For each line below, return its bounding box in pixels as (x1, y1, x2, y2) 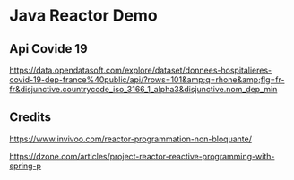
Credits (9, 109, 52, 125)
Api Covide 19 (9, 41, 88, 56)
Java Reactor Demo (9, 5, 159, 26)
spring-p (9, 160, 42, 171)
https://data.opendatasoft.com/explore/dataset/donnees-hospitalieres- (9, 64, 272, 75)
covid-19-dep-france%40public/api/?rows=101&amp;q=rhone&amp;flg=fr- (9, 74, 285, 85)
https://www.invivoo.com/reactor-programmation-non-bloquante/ (9, 133, 253, 144)
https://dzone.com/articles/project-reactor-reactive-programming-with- (9, 150, 275, 161)
